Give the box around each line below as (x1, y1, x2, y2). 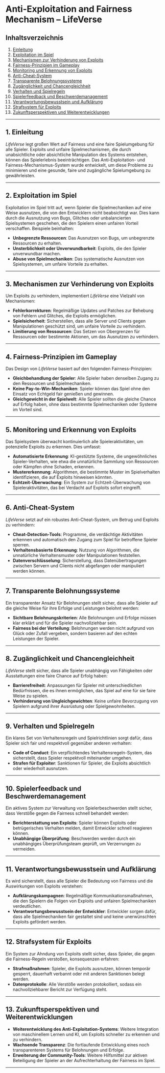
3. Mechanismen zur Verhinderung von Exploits (5, 280, 154, 288)
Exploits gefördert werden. (12, 919, 67, 924)
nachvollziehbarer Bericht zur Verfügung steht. (12, 986, 108, 992)
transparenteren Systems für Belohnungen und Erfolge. (12, 1047, 124, 1053)
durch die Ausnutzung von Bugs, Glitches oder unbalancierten (5, 215, 131, 221)
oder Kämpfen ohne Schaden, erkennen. (12, 464, 95, 470)
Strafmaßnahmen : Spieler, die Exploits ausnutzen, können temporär (12, 965, 151, 971)
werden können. (12, 568, 46, 574)
